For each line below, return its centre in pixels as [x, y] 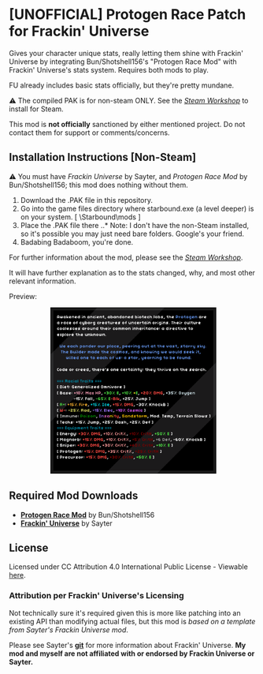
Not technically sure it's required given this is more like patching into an [125, 612]
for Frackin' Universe [79, 31]
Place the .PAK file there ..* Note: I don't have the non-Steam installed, [135, 225]
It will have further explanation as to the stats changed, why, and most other [132, 272]
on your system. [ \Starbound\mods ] [80, 217]
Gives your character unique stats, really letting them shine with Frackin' [126, 53]
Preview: [23, 296]
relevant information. [43, 281]
